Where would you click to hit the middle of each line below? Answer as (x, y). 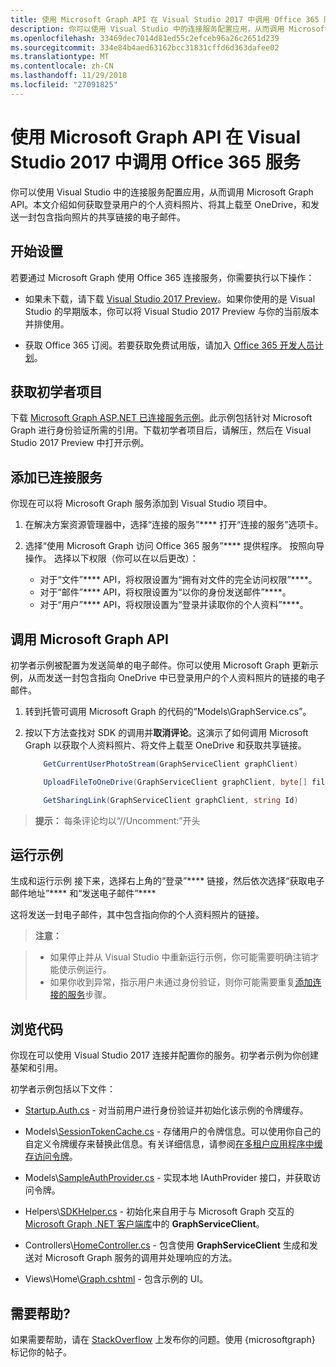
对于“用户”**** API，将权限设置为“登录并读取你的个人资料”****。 (174, 605)
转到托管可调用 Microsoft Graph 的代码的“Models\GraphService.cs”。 (168, 711)
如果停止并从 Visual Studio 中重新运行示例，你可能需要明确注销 (180, 957)
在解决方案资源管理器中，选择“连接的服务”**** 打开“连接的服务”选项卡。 (174, 525)
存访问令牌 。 (51, 1157)
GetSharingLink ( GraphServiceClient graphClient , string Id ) (171, 800)
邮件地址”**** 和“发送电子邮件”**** (83, 893)
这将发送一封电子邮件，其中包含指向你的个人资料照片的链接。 (137, 915)
